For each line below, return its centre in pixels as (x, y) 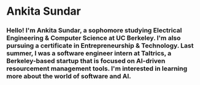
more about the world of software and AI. (69, 76)
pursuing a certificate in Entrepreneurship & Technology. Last (100, 46)
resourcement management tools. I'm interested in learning (97, 68)
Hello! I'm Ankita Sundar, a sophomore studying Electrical (94, 31)
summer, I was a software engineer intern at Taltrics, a (89, 53)
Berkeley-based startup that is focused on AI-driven (86, 61)
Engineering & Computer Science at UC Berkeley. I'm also (94, 38)
